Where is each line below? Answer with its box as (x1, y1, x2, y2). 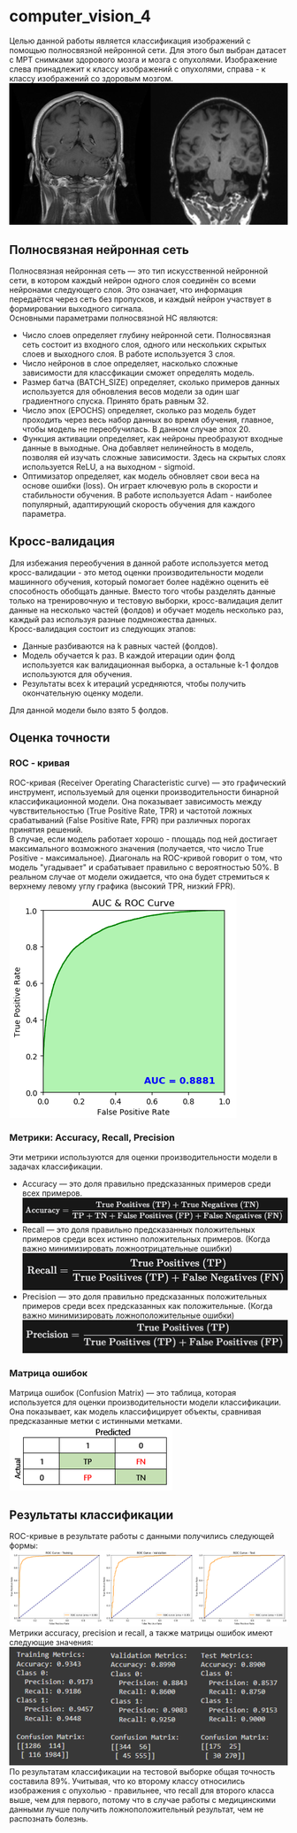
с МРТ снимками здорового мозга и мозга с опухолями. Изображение (9, 54, 278, 65)
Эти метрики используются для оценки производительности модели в (9, 1151, 278, 1162)
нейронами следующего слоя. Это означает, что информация (9, 285, 243, 295)
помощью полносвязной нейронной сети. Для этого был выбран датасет (9, 44, 287, 55)
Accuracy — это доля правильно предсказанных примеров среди (21, 1178, 271, 1189)
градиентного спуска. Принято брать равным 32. (21, 396, 209, 406)
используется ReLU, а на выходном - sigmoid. (21, 462, 195, 472)
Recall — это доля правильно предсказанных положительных (21, 1224, 255, 1236)
